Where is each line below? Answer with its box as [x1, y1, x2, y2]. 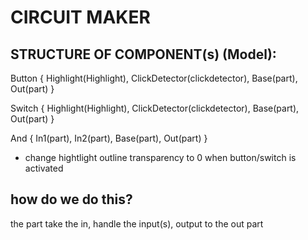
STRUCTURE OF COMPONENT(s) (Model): [10, 46, 277, 63]
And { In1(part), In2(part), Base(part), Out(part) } [10, 132, 208, 144]
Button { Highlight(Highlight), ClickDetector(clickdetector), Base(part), [10, 72, 298, 84]
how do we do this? [10, 191, 133, 208]
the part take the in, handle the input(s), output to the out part [10, 217, 264, 230]
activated [24, 162, 64, 174]
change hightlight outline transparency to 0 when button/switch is [24, 152, 297, 163]
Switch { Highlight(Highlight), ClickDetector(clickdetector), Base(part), [10, 102, 300, 114]
